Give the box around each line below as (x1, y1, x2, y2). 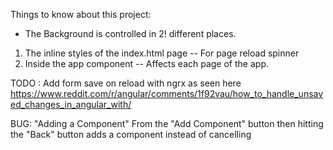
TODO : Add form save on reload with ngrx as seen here (10, 77, 242, 89)
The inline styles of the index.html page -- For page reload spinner (24, 47, 300, 59)
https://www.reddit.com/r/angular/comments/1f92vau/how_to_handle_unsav (10, 88, 324, 99)
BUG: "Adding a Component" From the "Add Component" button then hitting (10, 118, 324, 129)
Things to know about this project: (10, 9, 152, 20)
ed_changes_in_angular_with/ (10, 99, 132, 110)
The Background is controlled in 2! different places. (24, 28, 237, 39)
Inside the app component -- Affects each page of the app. (24, 58, 269, 69)
